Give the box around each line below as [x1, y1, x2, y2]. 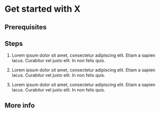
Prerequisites [4, 23, 47, 31]
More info [4, 101, 35, 110]
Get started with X [4, 3, 81, 15]
